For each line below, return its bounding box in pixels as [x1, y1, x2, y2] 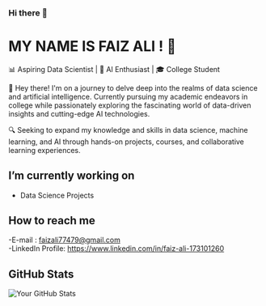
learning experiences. [8, 145, 81, 155]
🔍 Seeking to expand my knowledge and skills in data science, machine [8, 125, 248, 134]
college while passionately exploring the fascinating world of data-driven [8, 100, 251, 110]
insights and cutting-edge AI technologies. [8, 108, 150, 118]
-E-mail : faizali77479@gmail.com [8, 235, 121, 245]
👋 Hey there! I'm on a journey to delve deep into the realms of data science [8, 83, 258, 92]
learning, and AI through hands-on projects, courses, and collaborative [8, 137, 245, 147]
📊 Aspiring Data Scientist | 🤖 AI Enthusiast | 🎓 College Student [8, 64, 221, 74]
